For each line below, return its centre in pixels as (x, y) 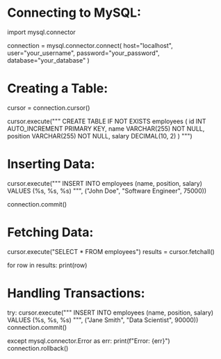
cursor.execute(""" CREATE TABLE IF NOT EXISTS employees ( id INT (107, 121)
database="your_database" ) (49, 60)
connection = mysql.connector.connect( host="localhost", (90, 45)
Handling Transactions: (76, 293)
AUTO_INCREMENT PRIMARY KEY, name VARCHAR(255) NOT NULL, (106, 128)
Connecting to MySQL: (74, 13)
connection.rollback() (38, 348)
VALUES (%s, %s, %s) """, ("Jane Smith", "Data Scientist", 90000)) (103, 320)
